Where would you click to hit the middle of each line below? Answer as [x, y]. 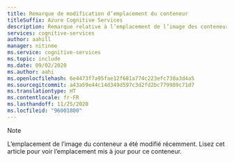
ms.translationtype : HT [42, 91]
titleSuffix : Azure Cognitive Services [65, 20]
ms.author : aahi [31, 72]
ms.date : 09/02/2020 [37, 65]
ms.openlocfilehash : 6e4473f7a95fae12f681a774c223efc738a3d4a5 [101, 78]
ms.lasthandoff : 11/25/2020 [48, 104]
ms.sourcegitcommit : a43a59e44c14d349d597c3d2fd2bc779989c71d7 [101, 85]
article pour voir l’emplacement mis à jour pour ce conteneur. [95, 151]
